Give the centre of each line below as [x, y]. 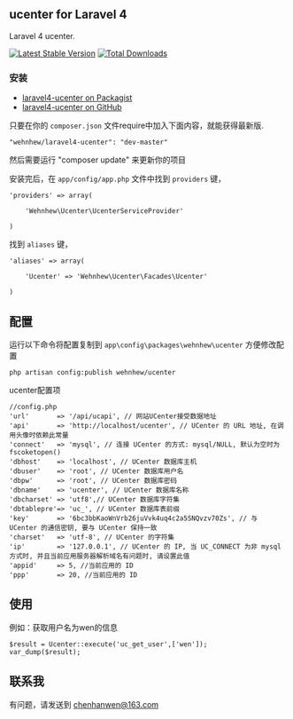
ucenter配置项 [35, 390]
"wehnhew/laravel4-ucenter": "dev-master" [89, 142]
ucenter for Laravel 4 [68, 15]
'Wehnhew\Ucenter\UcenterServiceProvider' [104, 211]
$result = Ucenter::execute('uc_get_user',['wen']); [108, 644]
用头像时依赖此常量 [39, 435]
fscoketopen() [35, 452]
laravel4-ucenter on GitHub [72, 107]
